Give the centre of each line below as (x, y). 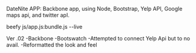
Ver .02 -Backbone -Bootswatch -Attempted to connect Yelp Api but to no (98, 38)
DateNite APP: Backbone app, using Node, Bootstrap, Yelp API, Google (94, 9)
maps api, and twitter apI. (38, 15)
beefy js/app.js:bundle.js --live (44, 27)
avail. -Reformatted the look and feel (52, 45)
